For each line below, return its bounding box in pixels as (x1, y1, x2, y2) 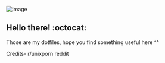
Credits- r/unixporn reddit (6, 50, 70, 57)
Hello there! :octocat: (6, 23, 87, 33)
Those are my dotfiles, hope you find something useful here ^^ (6, 39, 160, 46)
